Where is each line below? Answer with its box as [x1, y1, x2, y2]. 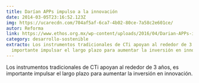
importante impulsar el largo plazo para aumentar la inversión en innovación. [6, 69, 193, 77]
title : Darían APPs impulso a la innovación [6, 8, 118, 15]
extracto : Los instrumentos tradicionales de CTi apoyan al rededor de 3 [6, 42, 192, 48]
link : [6, 31, 20, 37]
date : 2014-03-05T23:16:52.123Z [6, 14, 86, 20]
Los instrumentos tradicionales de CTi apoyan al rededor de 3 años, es [6, 63, 179, 71]
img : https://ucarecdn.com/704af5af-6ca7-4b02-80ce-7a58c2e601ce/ [6, 20, 174, 25]
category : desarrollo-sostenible [6, 36, 89, 42]
